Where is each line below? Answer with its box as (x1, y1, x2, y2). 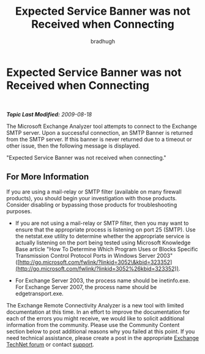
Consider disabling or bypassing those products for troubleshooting (6, 201, 177, 208)
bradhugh (91, 37, 115, 45)
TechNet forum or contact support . (6, 341, 95, 348)
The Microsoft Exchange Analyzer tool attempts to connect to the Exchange (6, 122, 197, 130)
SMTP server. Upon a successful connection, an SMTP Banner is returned (6, 129, 193, 136)
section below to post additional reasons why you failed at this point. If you (6, 328, 195, 335)
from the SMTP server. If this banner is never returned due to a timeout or (6, 135, 192, 143)
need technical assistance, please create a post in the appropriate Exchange (6, 334, 199, 341)
